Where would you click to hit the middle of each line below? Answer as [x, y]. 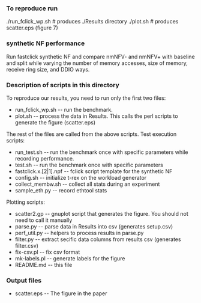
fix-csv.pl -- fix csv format [47, 252]
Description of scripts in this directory [63, 85]
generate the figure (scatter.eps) [55, 122]
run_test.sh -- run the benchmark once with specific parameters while [101, 152]
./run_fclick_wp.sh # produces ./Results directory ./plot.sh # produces [92, 22]
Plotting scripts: [25, 202]
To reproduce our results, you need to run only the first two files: [86, 98]
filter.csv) [27, 245]
